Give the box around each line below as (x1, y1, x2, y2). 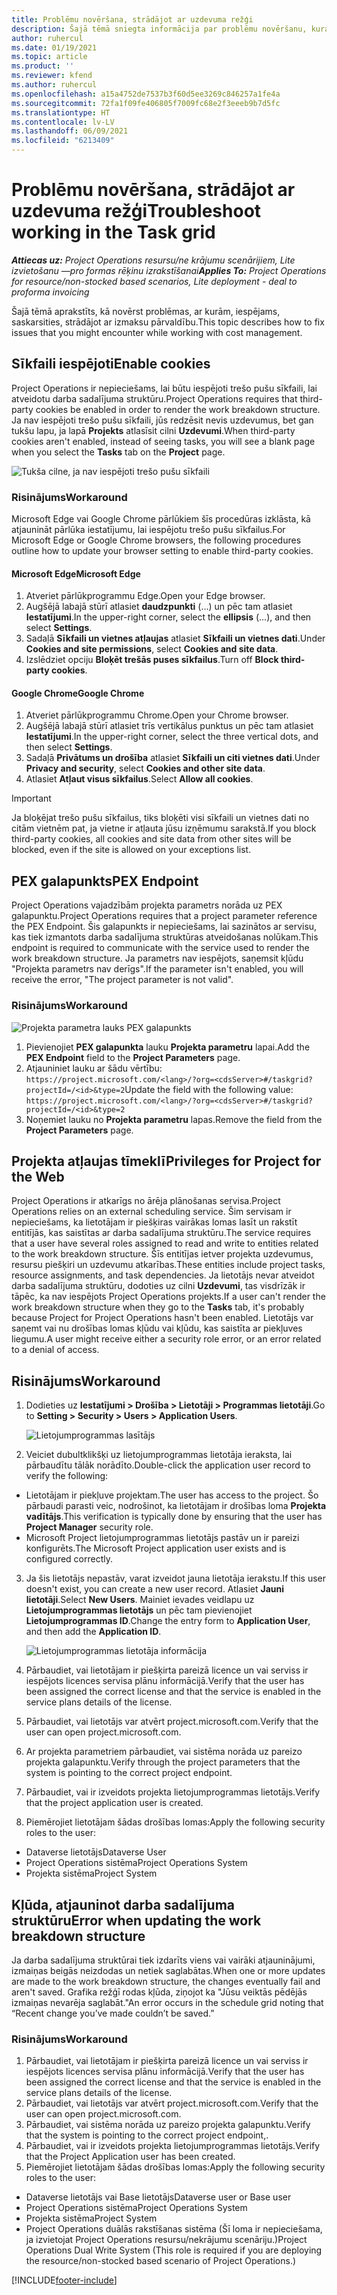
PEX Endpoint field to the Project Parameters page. (25, 1051, 241, 1063)
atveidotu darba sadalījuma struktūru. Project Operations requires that (11, 392, 298, 405)
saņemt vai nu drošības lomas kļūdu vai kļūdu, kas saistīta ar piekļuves (11, 1322, 303, 1335)
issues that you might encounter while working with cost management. (11, 326, 303, 338)
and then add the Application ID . (25, 1626, 162, 1638)
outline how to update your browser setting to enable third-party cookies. (11, 545, 314, 557)
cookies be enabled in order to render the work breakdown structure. (35, 403, 321, 415)
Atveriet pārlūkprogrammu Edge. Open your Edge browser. (25, 590, 266, 602)
